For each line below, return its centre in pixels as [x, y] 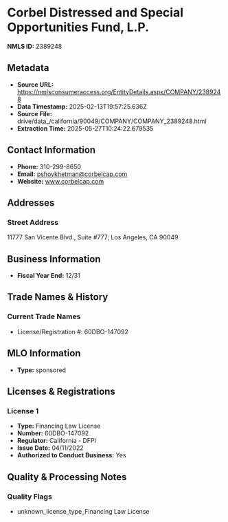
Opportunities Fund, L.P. [78, 27]
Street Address [33, 222]
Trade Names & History [58, 297]
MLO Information [44, 353]
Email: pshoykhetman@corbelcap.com [72, 174]
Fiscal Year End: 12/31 [48, 276]
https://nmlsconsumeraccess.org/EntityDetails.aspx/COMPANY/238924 [119, 91]
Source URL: [35, 85]
